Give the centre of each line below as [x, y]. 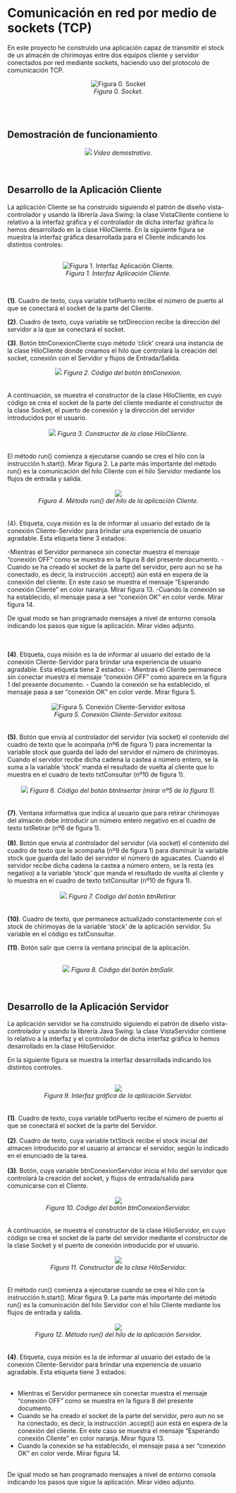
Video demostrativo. [123, 153]
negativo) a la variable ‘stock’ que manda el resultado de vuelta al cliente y [116, 873]
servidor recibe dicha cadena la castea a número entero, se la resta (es [111, 865]
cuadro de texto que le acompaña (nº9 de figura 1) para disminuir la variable [118, 850]
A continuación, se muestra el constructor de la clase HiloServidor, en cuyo [117, 1230]
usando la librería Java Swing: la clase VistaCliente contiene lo [138, 214]
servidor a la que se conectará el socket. [66, 329]
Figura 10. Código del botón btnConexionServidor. [118, 1208]
